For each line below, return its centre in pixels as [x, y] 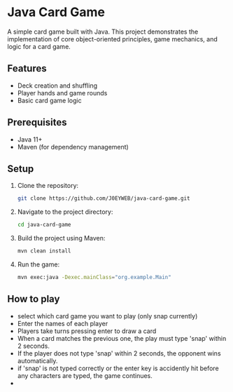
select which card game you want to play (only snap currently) [107, 316]
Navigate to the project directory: [65, 212]
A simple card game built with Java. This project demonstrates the [103, 32]
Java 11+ [30, 139]
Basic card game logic [49, 100]
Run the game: [38, 264]
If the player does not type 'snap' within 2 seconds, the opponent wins [119, 353]
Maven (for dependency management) [73, 147]
